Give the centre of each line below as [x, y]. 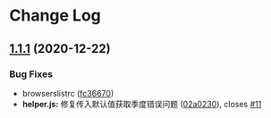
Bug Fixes [31, 74]
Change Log [55, 16]
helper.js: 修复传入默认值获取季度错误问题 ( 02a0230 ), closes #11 [142, 104]
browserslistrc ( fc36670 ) [68, 93]
